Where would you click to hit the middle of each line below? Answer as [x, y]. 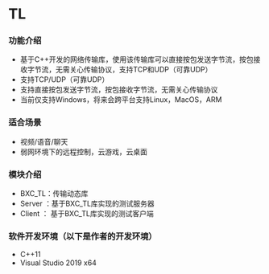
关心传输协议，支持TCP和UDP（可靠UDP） [141, 70]
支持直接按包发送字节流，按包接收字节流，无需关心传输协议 [119, 90]
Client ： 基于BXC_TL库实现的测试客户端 [87, 214]
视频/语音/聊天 [44, 141]
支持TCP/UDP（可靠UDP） [64, 80]
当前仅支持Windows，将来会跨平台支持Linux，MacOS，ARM [121, 100]
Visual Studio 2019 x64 [58, 263]
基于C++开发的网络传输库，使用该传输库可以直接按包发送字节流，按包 [137, 59]
